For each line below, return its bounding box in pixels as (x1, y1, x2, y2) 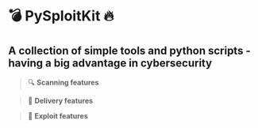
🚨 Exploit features (27, 111, 89, 120)
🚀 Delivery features (27, 96, 94, 105)
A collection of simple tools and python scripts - (8, 43, 252, 57)
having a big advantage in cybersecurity (8, 56, 213, 70)
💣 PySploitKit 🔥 (8, 7, 114, 25)
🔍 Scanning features (27, 77, 99, 87)
